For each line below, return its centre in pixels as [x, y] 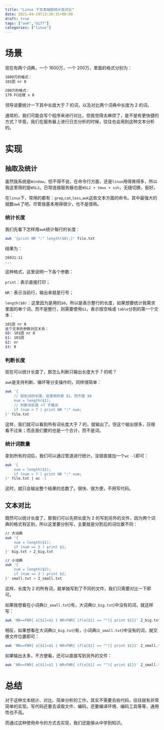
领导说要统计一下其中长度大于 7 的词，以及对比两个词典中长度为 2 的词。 [79, 105]
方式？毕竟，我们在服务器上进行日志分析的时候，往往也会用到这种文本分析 [80, 121]
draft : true [17, 19]
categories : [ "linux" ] [28, 28]
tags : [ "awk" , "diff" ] [27, 23]
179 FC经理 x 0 [20, 95]
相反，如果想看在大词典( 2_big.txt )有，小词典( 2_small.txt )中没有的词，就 [79, 630]
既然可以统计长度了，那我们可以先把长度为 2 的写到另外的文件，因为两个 [78, 518]
